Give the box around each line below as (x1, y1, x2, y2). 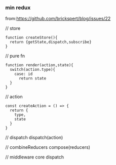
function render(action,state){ (5, 63, 73, 68)
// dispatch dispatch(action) (5, 135, 63, 141)
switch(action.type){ (10, 67, 56, 72)
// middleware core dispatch (5, 154, 64, 160)
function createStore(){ (5, 35, 58, 40)
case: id (14, 71, 33, 77)
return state (18, 76, 47, 81)
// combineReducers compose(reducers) (5, 144, 90, 150)
